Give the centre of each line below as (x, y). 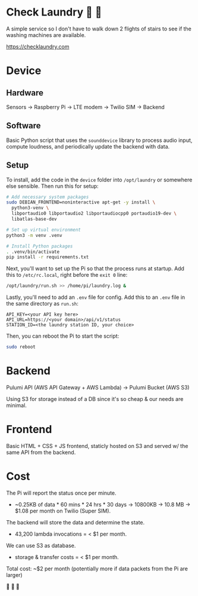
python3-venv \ (30, 208)
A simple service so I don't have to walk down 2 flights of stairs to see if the (99, 29)
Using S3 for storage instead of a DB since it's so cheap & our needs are (95, 399)
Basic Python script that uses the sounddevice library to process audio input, (99, 140)
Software (23, 126)
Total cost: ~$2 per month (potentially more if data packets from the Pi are (97, 569)
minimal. (16, 405)
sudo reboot (21, 347)
